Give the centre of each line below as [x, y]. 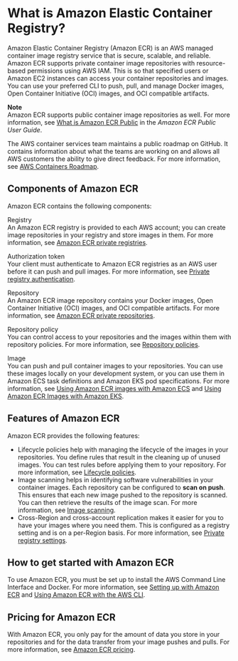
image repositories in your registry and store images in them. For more [110, 235]
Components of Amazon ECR [73, 189]
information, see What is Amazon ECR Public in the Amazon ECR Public [112, 122]
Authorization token [36, 256]
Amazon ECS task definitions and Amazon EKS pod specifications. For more [118, 381]
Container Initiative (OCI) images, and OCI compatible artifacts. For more [114, 308]
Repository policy [33, 329]
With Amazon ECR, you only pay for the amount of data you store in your [114, 635]
